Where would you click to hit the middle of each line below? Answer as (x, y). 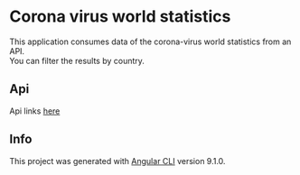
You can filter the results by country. (77, 60)
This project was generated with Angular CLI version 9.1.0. (117, 161)
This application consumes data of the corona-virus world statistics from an (150, 41)
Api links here (35, 111)
